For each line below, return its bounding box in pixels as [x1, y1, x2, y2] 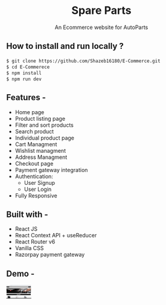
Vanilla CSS [14, 245, 44, 252]
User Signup [24, 179, 56, 186]
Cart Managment [14, 140, 57, 148]
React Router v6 [14, 238, 56, 245]
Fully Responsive [14, 191, 57, 199]
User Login [24, 185, 52, 193]
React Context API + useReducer [14, 232, 97, 239]
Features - [6, 92, 46, 103]
